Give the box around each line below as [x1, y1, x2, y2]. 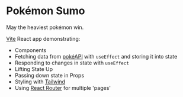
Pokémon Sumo [6, 4, 85, 18]
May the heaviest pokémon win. [6, 24, 84, 31]
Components [14, 46, 47, 54]
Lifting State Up [14, 65, 53, 72]
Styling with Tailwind [14, 78, 66, 85]
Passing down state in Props [14, 72, 85, 79]
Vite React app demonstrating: [6, 35, 81, 42]
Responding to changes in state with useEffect [14, 59, 129, 66]
